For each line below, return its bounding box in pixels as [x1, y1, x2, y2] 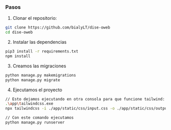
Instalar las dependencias [12, 39, 67, 45]
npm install [5, 54, 31, 59]
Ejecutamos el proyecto [12, 87, 63, 93]
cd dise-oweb [5, 30, 33, 35]
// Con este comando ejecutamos [5, 115, 74, 120]
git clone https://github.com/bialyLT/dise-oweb [5, 25, 110, 30]
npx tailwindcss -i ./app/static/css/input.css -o [5, 106, 115, 111]
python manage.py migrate [5, 77, 60, 83]
